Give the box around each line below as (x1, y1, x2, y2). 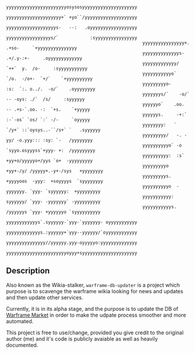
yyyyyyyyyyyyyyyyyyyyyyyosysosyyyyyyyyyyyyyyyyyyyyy (6, 4, 138, 10)
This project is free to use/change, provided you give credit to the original (6, 329, 184, 336)
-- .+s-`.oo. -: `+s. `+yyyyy (6, 107, 91, 112)
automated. (6, 317, 34, 324)
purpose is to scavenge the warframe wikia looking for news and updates (6, 287, 183, 294)
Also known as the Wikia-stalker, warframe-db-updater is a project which (6, 281, 180, 289)
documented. (6, 341, 39, 348)
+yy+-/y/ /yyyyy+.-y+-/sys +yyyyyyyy (6, 168, 104, 174)
